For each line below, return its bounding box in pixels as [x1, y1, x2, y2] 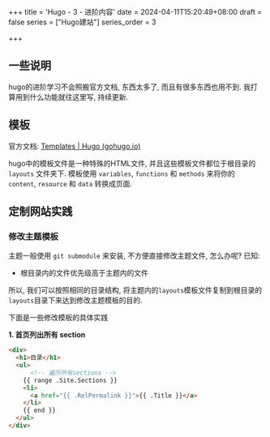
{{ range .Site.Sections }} [23, 376, 118, 384]
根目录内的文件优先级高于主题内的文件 [19, 268, 148, 278]
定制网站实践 [8, 205, 73, 219]
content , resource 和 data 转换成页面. [8, 178, 132, 188]
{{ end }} [23, 406, 57, 415]
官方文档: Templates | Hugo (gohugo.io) [8, 141, 141, 151]
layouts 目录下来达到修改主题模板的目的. [8, 295, 144, 306]
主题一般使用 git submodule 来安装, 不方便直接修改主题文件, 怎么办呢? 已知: [8, 251, 261, 261]
